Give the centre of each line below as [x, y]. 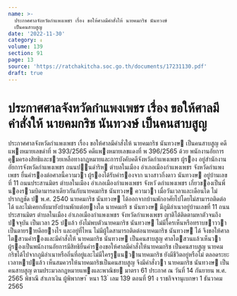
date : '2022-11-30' [37, 34]
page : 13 [21, 60]
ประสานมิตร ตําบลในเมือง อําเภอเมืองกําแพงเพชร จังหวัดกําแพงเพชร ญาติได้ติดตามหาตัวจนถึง [115, 215]
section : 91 [25, 54]
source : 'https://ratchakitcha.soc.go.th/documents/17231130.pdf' [108, 66]
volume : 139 [25, 47]
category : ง [25, 40]
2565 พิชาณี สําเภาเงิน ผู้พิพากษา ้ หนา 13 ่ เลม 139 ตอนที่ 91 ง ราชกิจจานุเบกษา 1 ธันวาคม [115, 278]
